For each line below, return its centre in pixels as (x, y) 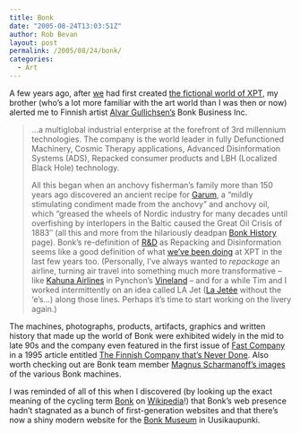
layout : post (34, 43)
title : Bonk (31, 17)
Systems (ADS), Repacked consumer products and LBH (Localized (154, 158)
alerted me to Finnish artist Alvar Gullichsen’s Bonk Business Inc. (129, 112)
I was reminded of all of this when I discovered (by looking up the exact (141, 391)
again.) (44, 308)
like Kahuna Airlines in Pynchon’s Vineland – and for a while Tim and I (159, 280)
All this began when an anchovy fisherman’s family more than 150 (152, 185)
